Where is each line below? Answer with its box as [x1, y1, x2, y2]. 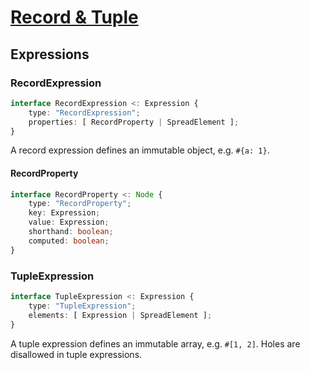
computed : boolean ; [28, 236, 110, 246]
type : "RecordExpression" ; [28, 107, 141, 118]
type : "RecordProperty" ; [28, 199, 132, 209]
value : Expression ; [28, 217, 110, 228]
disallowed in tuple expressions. [10, 348, 143, 360]
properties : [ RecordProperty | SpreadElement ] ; [28, 117, 240, 127]
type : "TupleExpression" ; [28, 301, 137, 311]
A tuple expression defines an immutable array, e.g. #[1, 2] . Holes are [10, 337, 301, 350]
